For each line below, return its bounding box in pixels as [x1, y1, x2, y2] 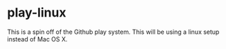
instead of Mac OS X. [7, 35, 68, 43]
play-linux [7, 5, 67, 21]
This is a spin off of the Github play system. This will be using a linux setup [7, 28, 220, 36]
